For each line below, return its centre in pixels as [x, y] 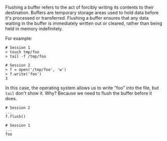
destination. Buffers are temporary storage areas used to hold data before [82, 13]
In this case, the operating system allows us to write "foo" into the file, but [82, 88]
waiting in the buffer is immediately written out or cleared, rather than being [84, 23]
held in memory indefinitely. [34, 29]
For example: [19, 38]
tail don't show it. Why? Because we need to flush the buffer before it [79, 93]
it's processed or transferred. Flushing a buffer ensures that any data [77, 18]
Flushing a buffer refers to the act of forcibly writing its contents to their [79, 7]
